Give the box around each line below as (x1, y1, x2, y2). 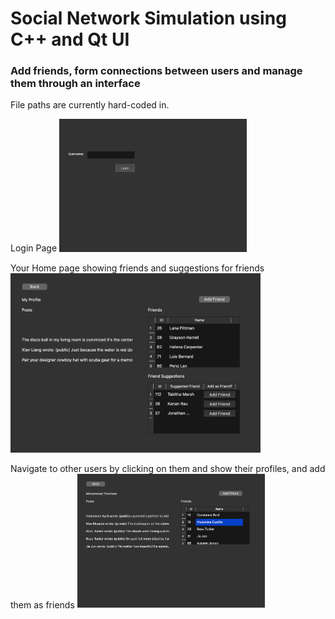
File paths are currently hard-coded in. (10, 99, 170, 111)
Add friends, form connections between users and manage (10, 64, 303, 78)
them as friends (10, 598, 75, 611)
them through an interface (10, 77, 141, 91)
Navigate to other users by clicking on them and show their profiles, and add (10, 462, 326, 474)
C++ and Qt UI (10, 28, 130, 51)
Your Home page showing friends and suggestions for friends (10, 262, 265, 274)
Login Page (10, 242, 58, 254)
